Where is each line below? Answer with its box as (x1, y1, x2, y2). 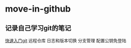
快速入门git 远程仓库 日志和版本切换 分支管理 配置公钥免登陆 (5, 38, 127, 43)
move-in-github (5, 3, 71, 15)
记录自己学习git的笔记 (5, 24, 71, 32)
